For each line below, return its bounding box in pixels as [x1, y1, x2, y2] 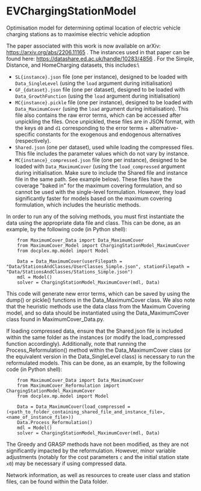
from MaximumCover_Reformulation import [17, 383, 120, 389]
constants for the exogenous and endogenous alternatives [36, 131, 182, 138]
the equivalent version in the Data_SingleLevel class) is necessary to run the [6, 352, 195, 360]
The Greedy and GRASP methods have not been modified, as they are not [6, 440, 189, 448]
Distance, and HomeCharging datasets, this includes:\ [6, 61, 140, 69]
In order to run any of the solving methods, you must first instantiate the [6, 213, 185, 220]
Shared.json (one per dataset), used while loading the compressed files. [14, 143, 194, 151]
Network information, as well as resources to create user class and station [6, 471, 191, 478]
